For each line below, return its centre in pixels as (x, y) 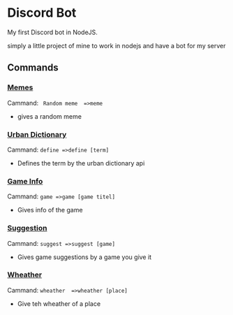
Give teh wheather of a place (59, 303)
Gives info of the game (50, 210)
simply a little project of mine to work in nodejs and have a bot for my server (116, 45)
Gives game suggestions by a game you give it (84, 257)
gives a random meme (50, 116)
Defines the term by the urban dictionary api (81, 163)
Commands (33, 68)
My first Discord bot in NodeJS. (52, 32)
